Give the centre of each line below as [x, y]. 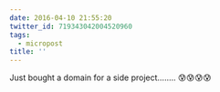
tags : [20, 35]
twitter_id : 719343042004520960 [71, 26]
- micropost [41, 43]
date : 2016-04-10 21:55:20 [61, 18]
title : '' [28, 52]
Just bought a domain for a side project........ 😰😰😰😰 [110, 77]
